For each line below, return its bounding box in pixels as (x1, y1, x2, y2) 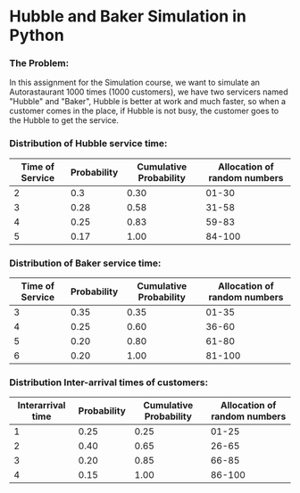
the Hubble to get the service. (9, 115, 119, 126)
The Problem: (9, 57, 70, 70)
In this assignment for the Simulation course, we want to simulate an (9, 78, 261, 88)
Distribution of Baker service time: (9, 257, 162, 269)
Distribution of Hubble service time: (9, 137, 168, 150)
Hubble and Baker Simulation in (9, 6, 247, 27)
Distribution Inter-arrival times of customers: (9, 376, 208, 389)
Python (9, 25, 64, 45)
